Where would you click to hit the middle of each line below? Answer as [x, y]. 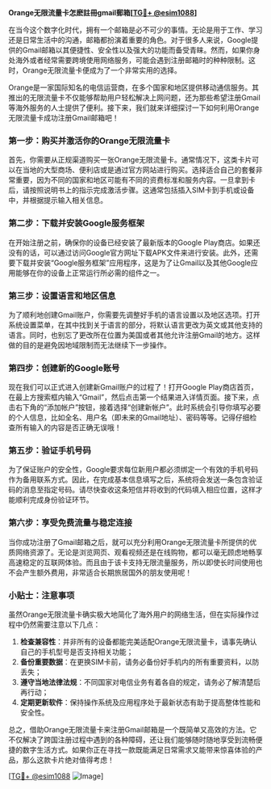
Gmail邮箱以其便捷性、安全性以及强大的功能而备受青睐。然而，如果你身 [141, 50]
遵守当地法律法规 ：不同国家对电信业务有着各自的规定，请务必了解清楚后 [140, 682]
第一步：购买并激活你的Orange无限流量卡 [90, 141]
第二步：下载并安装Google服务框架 [77, 223]
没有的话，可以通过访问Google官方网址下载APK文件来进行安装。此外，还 [130, 252]
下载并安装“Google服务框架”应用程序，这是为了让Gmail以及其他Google [133, 263]
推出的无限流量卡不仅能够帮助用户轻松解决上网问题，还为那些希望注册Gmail [134, 97]
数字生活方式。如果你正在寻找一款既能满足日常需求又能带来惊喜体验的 [139, 750]
